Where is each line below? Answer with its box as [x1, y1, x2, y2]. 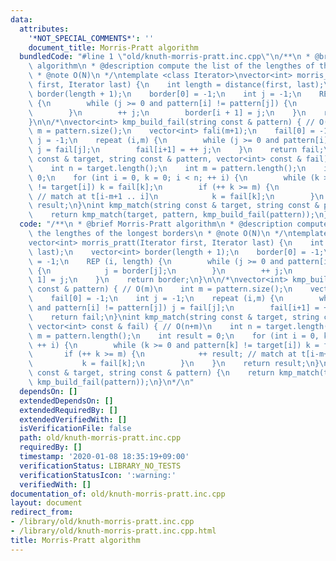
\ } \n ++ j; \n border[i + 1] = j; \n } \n [28, 107, 307, 118]
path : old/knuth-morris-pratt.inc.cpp [19, 433, 182, 443]
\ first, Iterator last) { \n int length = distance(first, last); [28, 80, 325, 90]
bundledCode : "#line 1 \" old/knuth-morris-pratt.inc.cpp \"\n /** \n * [19, 52, 311, 62]
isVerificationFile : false [19, 424, 132, 434]
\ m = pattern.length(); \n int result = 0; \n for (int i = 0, [28, 331, 320, 341]
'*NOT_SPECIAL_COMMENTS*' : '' [28, 33, 155, 43]
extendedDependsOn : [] [19, 396, 114, 406]
